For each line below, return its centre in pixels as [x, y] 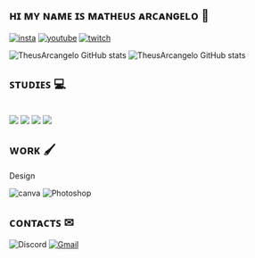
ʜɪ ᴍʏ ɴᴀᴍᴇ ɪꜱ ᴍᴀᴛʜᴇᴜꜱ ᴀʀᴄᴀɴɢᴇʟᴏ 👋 [109, 16]
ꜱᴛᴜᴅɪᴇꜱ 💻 [38, 84]
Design [22, 176]
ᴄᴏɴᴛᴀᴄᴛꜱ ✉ [41, 222]
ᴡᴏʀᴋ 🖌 [33, 150]
